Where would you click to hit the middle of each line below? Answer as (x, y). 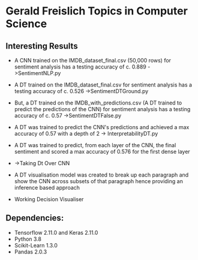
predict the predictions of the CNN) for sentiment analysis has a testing (102, 109)
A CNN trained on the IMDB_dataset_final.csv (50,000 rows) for (93, 60)
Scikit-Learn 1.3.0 (36, 245)
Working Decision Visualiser (49, 199)
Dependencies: (35, 218)
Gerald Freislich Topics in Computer (97, 11)
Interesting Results (42, 46)
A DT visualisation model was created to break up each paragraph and (101, 175)
